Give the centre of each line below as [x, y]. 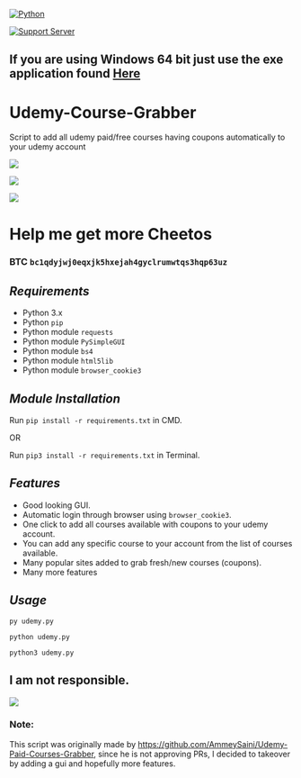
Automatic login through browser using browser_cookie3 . [127, 514]
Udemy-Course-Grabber [103, 112]
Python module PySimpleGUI [74, 341]
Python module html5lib [68, 361]
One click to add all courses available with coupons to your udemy [145, 524]
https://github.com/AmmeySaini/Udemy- [213, 744]
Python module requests [68, 332]
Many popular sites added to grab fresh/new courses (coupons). [142, 562]
